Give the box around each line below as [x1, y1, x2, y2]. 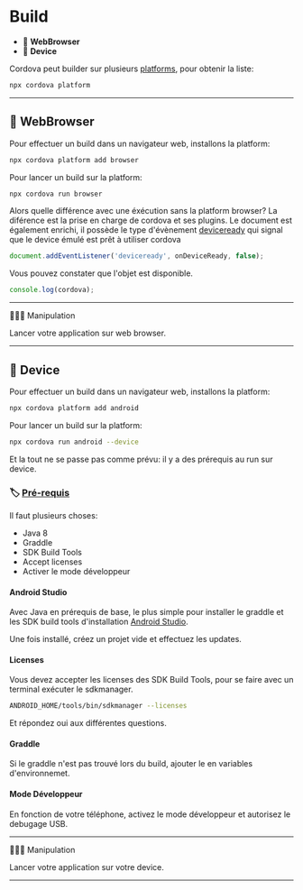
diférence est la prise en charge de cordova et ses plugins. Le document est [9, 215, 293, 226]
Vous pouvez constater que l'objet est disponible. [9, 268, 194, 279]
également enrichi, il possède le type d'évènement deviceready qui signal [9, 225, 283, 235]
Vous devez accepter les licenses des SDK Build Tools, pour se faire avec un [9, 674, 294, 685]
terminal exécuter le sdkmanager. [9, 684, 133, 695]
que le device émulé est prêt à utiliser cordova [9, 234, 182, 245]
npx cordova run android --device [9, 437, 140, 446]
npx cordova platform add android [9, 403, 140, 412]
